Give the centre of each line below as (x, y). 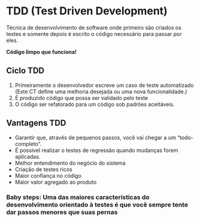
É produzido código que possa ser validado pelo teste (81, 98)
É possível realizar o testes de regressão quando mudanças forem (96, 150)
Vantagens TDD (36, 123)
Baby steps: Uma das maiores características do (78, 197)
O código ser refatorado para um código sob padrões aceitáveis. (95, 104)
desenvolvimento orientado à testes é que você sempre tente (97, 205)
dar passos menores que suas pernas (62, 212)
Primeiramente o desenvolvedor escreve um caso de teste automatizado (104, 85)
